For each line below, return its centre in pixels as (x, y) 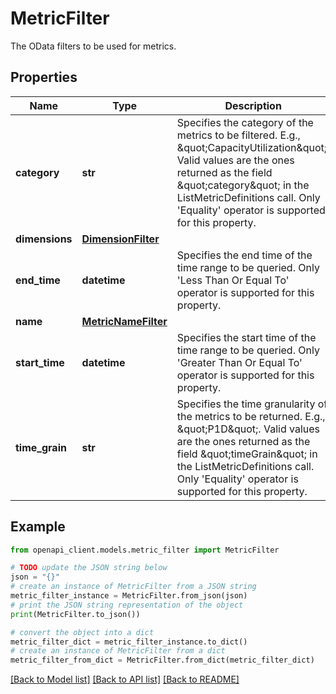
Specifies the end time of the (244, 255)
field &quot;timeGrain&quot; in (247, 454)
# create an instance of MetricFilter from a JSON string (133, 587)
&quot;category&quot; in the (243, 185)
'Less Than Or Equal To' (233, 280)
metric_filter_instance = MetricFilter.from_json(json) (129, 596)
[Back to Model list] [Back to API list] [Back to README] (125, 679)
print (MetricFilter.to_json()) (75, 614)
